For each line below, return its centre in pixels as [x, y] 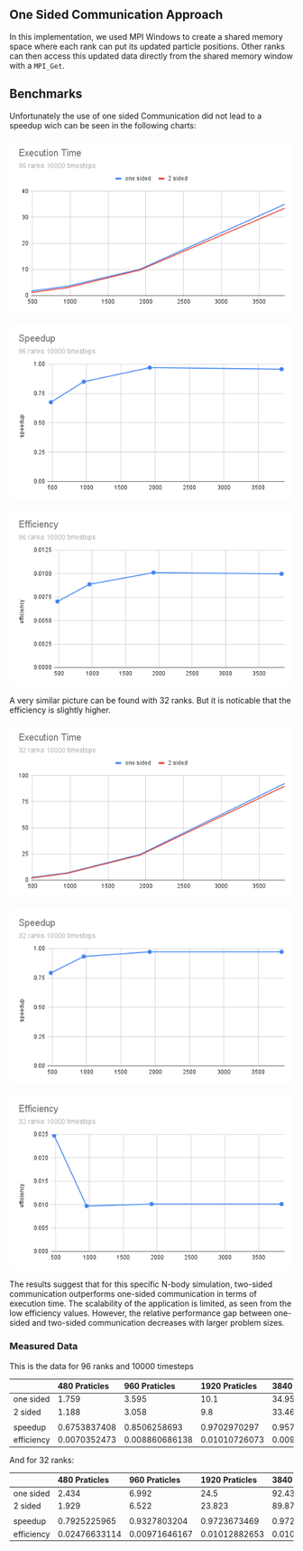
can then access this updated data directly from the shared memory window [151, 56]
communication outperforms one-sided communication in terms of [133, 1294]
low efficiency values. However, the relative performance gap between [141, 1313]
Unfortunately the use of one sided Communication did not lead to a [136, 116]
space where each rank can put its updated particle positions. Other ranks [147, 46]
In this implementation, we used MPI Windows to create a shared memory [147, 36]
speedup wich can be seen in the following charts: [103, 125]
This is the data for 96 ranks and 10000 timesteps [101, 1366]
